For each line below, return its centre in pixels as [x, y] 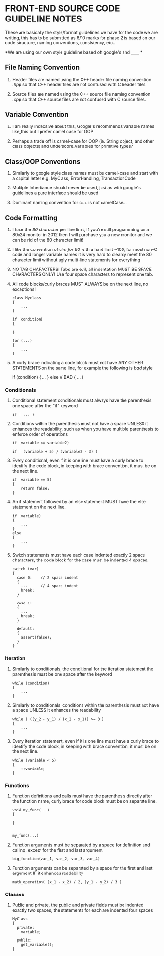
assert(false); [37, 638]
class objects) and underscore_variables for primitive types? [72, 146]
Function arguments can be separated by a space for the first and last [82, 868]
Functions [17, 785]
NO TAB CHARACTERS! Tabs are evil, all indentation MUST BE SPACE [82, 270]
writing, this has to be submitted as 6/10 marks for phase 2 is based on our [80, 38]
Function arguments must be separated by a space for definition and [81, 845]
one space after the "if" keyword [45, 406]
